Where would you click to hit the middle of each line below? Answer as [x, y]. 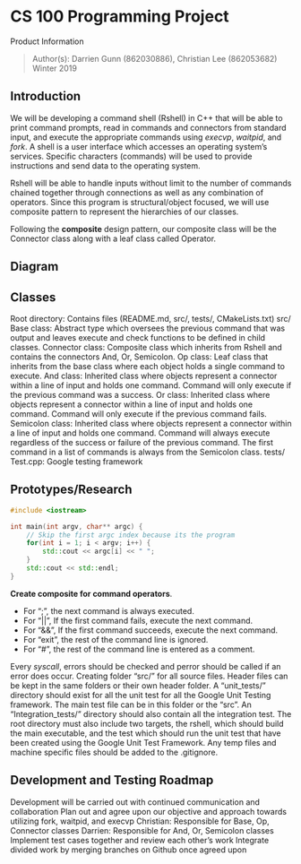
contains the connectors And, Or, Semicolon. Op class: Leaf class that [139, 357]
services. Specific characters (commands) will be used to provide [131, 156]
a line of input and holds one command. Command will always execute [140, 433]
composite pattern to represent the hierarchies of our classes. [125, 212]
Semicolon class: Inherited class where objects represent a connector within [151, 423]
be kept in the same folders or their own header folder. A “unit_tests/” [138, 685]
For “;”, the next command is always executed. [109, 610]
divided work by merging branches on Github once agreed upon [129, 850]
